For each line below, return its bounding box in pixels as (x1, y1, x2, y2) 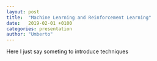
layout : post (6, 8, 40, 15)
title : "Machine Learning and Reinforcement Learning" (6, 14, 152, 21)
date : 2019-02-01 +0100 (6, 20, 72, 26)
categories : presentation (6, 25, 72, 32)
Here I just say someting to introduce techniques (6, 48, 129, 55)
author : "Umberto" (6, 31, 53, 37)
